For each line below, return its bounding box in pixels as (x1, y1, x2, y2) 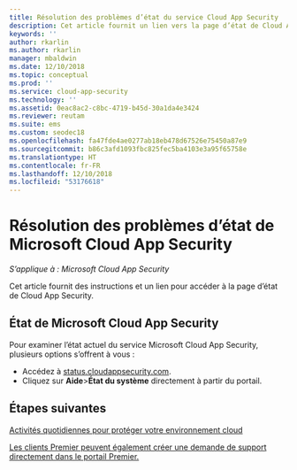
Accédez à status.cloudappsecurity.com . (21, 366, 171, 376)
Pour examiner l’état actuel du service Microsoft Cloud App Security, (9, 339, 259, 350)
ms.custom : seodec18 (9, 128, 86, 137)
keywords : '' (9, 29, 57, 38)
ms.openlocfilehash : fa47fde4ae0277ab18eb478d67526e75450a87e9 (9, 136, 247, 145)
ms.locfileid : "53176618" (9, 178, 104, 187)
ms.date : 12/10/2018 (9, 63, 86, 72)
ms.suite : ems (9, 120, 62, 129)
